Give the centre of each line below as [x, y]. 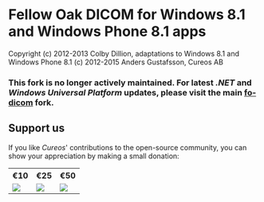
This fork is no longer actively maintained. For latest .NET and [130, 83]
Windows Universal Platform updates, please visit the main [126, 92]
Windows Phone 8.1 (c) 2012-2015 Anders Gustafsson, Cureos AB [116, 62]
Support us [37, 128]
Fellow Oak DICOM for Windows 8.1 [127, 15]
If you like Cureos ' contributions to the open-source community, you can [128, 147]
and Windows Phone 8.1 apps [107, 31]
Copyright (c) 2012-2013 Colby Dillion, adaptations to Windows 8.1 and [124, 53]
